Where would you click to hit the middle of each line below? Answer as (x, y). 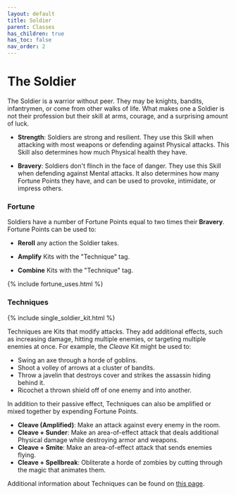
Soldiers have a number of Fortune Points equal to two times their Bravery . (116, 222)
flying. (27, 455)
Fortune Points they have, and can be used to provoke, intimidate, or (117, 181)
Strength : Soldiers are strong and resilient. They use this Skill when (115, 137)
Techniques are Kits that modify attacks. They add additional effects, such (115, 331)
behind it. (31, 382)
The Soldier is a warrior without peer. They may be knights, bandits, (106, 101)
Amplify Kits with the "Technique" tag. (74, 257)
